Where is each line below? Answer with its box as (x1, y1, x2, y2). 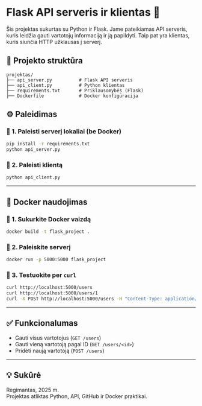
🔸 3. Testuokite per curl (6, 271, 76, 279)
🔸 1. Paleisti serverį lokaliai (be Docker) (6, 127, 122, 136)
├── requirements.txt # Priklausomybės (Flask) (6, 87, 144, 94)
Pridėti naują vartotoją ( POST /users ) (14, 347, 105, 354)
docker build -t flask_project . (6, 229, 90, 235)
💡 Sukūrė (6, 370, 41, 381)
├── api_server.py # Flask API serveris (6, 77, 133, 83)
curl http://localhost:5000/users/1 (6, 290, 98, 296)
